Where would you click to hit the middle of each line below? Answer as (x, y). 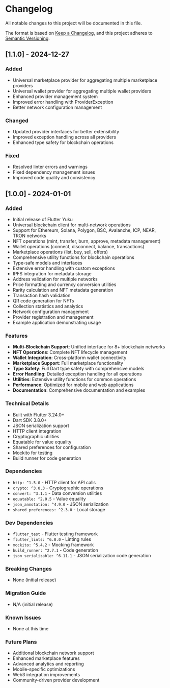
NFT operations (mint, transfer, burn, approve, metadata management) (87, 241)
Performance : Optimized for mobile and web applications (73, 385)
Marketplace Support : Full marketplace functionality (68, 363)
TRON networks (30, 235)
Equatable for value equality (42, 442)
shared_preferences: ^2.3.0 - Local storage (59, 509)
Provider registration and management (53, 317)
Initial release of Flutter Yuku (42, 219)
